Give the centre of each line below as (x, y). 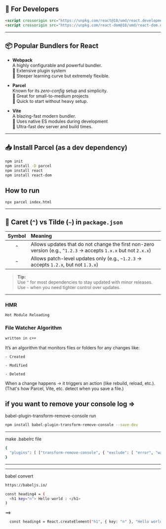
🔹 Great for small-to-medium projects (50, 96)
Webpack (22, 60)
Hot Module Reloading (27, 315)
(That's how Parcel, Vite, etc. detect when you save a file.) (64, 388)
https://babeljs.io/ (26, 485)
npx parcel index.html (28, 202)
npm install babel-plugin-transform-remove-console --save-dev (72, 425)
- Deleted (15, 374)
